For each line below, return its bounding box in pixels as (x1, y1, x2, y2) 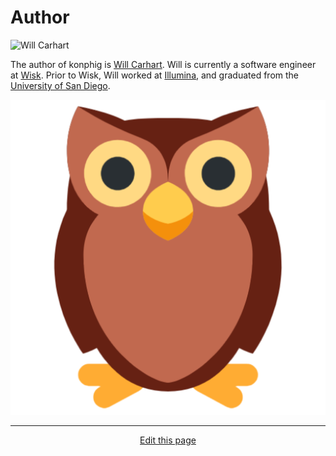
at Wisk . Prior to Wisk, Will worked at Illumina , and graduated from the (10, 69, 299, 81)
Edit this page (139, 434, 197, 446)
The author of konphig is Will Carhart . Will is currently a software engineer (10, 58, 317, 70)
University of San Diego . (10, 79, 111, 91)
